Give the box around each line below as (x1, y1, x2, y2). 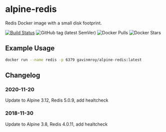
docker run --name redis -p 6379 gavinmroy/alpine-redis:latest (5, 57, 142, 62)
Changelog (5, 71, 40, 80)
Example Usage (5, 44, 55, 53)
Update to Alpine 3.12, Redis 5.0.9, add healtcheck (5, 97, 108, 103)
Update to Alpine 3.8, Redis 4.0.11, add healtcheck (5, 121, 108, 127)
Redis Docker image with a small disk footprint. (5, 20, 102, 26)
